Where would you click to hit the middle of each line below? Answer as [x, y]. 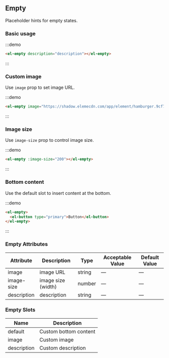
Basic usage [21, 33]
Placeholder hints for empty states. [41, 20]
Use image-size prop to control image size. [50, 140]
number [87, 283]
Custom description [63, 348]
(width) [48, 286]
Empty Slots [20, 310]
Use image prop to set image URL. [40, 87]
